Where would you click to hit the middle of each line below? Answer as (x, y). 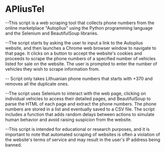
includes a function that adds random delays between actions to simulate (80, 114)
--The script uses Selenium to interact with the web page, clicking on (76, 93)
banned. (14, 145)
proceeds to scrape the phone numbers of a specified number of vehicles (81, 58)
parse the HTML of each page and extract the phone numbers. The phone (81, 104)
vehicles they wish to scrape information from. (53, 69)
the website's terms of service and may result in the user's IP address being (83, 140)
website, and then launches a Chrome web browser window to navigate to (81, 48)
